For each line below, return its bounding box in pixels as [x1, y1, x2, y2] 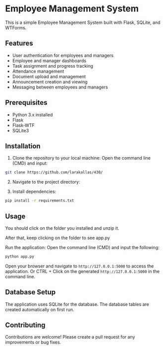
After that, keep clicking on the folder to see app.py [5, 235, 110, 241]
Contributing [5, 321, 46, 330]
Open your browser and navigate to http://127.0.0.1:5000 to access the [5, 263, 154, 269]
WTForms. [5, 24, 27, 30]
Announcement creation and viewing [12, 79, 88, 85]
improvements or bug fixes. [5, 339, 61, 346]
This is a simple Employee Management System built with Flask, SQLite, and [5, 19, 161, 25]
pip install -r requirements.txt [5, 198, 74, 203]
